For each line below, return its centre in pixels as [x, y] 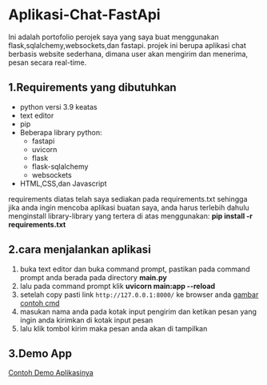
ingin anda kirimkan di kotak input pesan [86, 320]
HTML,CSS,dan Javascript [63, 183]
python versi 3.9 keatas [58, 106]
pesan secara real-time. [48, 62]
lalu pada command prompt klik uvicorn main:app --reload [118, 286]
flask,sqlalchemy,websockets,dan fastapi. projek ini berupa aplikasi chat [127, 45]
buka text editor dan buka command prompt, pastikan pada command [135, 269]
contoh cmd [40, 303]
